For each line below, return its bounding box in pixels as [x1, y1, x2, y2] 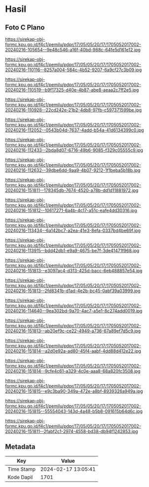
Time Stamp [7, 466, 36, 473]
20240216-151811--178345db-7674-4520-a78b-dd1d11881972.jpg [5, 187, 139, 193]
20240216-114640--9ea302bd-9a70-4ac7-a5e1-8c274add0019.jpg [5, 308, 143, 313]
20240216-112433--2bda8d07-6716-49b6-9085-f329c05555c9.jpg [5, 147, 143, 153]
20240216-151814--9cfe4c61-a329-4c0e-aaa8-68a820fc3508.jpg [5, 368, 141, 374]
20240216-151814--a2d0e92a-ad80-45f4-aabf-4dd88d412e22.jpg [5, 348, 142, 354]
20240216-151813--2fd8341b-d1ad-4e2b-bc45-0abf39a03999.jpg [5, 288, 141, 294]
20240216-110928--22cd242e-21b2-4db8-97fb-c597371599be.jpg [5, 107, 142, 113]
